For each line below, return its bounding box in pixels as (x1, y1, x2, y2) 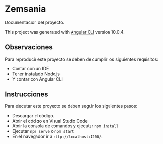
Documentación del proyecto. (5, 20, 65, 25)
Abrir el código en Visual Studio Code (12, 118, 88, 123)
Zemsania (5, 3, 46, 15)
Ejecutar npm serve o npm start (12, 128, 74, 134)
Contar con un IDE (12, 65, 49, 71)
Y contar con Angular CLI (12, 76, 63, 82)
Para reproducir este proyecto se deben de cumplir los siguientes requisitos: (5, 56, 158, 62)
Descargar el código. (12, 112, 54, 118)
